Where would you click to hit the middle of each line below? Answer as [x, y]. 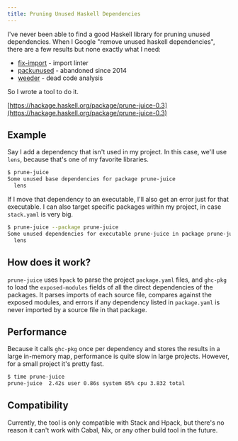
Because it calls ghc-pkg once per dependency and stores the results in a [114, 349]
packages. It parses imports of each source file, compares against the [110, 294]
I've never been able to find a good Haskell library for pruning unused [109, 34]
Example [27, 135]
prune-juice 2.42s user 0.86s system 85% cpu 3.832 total [96, 384]
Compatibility [38, 405]
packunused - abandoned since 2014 [72, 70]
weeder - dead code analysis [60, 78]
